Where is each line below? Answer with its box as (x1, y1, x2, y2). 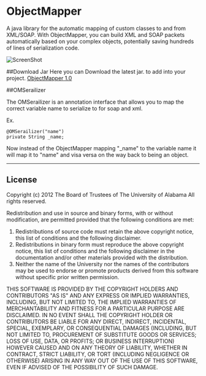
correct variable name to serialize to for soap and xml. (6, 104, 143, 112)
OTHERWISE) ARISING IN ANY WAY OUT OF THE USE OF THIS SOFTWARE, (6, 357, 198, 364)
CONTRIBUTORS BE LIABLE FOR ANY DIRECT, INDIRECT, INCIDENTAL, (6, 318, 187, 325)
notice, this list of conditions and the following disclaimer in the (15, 247, 175, 255)
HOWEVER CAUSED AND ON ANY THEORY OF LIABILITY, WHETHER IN (6, 343, 188, 351)
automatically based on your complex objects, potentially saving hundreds (6, 37, 194, 45)
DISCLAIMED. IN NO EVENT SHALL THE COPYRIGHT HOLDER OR (6, 311, 173, 318)
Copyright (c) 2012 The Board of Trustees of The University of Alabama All (6, 191, 195, 198)
